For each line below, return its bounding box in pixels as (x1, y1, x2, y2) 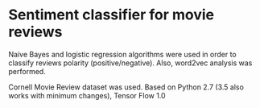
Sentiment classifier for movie (8, 6, 215, 24)
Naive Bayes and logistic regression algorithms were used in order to (8, 49, 237, 59)
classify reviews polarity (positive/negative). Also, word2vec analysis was (8, 58, 253, 68)
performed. (8, 66, 46, 76)
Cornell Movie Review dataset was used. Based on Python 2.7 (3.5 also (8, 82, 244, 92)
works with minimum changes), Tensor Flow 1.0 (8, 90, 167, 100)
